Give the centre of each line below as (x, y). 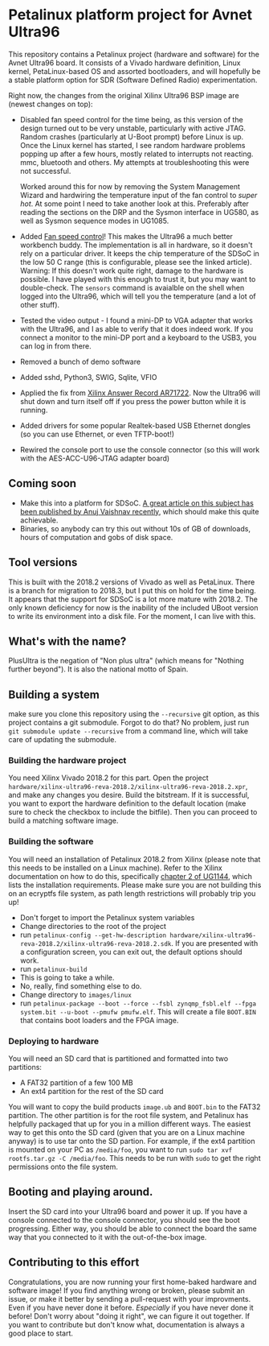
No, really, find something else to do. (81, 986)
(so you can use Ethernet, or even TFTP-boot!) (97, 434)
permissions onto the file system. (63, 1167)
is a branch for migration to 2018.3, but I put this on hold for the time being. (132, 590)
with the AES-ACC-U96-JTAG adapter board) (95, 458)
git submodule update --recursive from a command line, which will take (128, 731)
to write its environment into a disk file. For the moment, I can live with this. (132, 616)
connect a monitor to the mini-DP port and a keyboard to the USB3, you (138, 337)
